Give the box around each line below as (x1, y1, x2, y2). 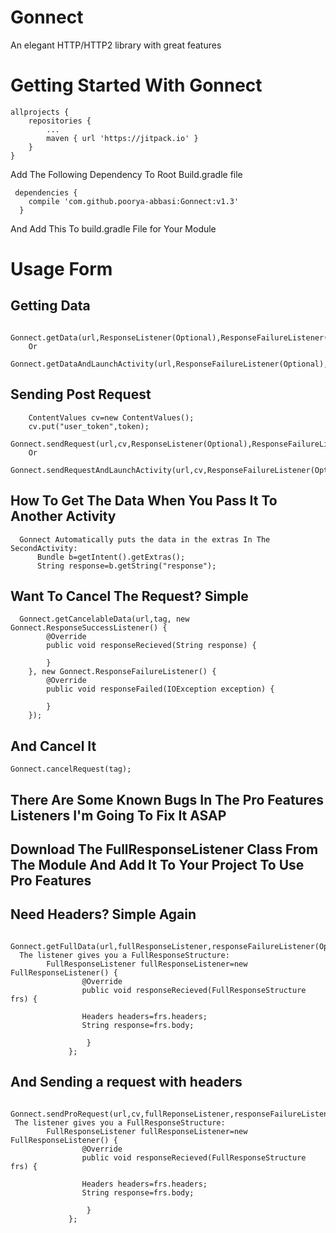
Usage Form (10, 258, 113, 281)
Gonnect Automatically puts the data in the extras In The (19, 534, 271, 545)
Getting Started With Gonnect (10, 74, 263, 97)
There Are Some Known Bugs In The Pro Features (10, 791, 324, 808)
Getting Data (10, 297, 91, 315)
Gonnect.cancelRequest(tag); (10, 764, 132, 775)
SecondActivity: (10, 543, 78, 553)
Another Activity (10, 508, 117, 525)
